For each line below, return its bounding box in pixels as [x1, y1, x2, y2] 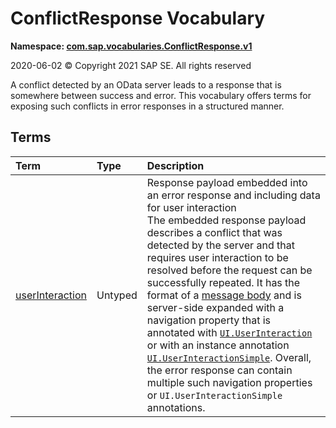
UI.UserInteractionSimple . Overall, [146, 350, 312, 364]
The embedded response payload [146, 213, 307, 227]
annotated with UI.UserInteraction [146, 325, 313, 339]
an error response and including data [146, 188, 321, 202]
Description [146, 158, 205, 172]
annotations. [146, 400, 206, 414]
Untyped [96, 288, 138, 302]
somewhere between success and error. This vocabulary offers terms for [10, 89, 312, 101]
